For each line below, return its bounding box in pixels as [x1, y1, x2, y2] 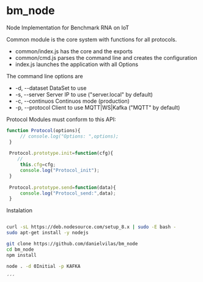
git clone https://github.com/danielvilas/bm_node [6, 241, 138, 247]
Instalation [6, 207, 32, 214]
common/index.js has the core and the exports [15, 47, 133, 55]
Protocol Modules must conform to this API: [6, 116, 116, 123]
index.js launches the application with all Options [15, 61, 139, 68]
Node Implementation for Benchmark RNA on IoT [6, 24, 130, 31]
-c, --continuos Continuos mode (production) [15, 97, 130, 105]
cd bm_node [6, 246, 34, 253]
